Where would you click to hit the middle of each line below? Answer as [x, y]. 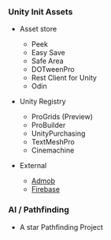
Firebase [46, 189]
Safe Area [48, 61]
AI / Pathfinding [39, 210]
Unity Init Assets [41, 12]
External [33, 166]
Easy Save [48, 53]
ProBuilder [48, 126]
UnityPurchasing [58, 133]
